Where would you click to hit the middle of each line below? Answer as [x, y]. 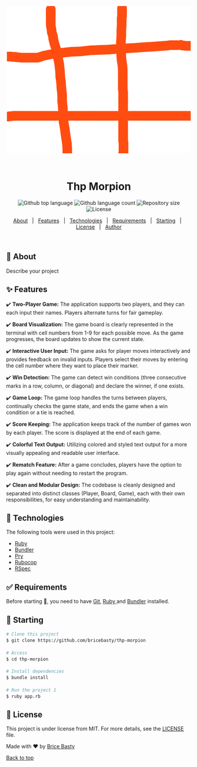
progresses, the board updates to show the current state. [76, 339]
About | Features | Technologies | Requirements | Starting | [97, 220]
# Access [17, 653]
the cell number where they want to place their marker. [73, 365]
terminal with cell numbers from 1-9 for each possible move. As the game [95, 333]
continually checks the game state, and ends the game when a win [87, 406]
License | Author [99, 227]
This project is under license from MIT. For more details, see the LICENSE [95, 729]
